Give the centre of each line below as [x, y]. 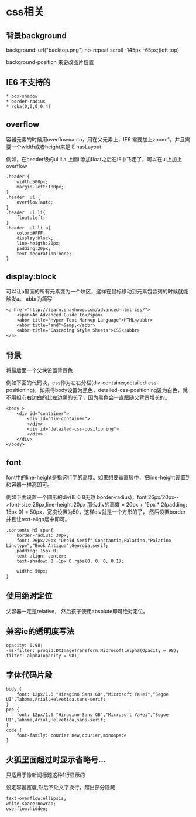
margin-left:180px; [40, 187]
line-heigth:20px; [39, 243]
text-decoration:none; [44, 254]
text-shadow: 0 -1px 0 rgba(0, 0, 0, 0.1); [71, 561]
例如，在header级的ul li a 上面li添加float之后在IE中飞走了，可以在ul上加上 [94, 159]
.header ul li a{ [28, 228]
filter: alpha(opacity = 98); [43, 656]
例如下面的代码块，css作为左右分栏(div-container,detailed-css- [82, 383]
